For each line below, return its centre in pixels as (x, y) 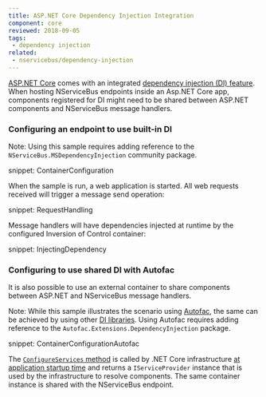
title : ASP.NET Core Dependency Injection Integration (101, 16)
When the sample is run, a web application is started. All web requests (123, 186)
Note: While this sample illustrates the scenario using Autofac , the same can (133, 312)
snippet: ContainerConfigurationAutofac (74, 343)
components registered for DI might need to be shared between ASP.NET (129, 100)
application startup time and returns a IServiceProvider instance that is (125, 367)
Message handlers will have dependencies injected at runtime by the (121, 225)
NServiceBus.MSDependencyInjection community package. (103, 155)
